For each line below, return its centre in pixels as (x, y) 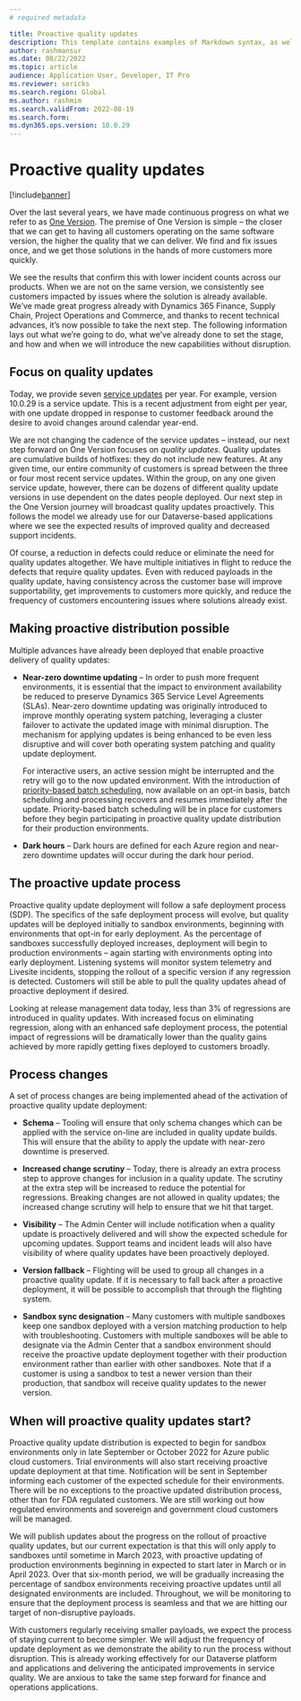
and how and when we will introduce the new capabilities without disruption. (150, 344)
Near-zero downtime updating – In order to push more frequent (141, 677)
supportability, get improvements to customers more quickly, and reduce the (150, 591)
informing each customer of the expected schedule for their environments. (147, 1481)
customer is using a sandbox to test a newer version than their (137, 1373)
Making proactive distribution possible (120, 629)
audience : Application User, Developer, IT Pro (100, 76)
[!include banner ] (40, 195)
